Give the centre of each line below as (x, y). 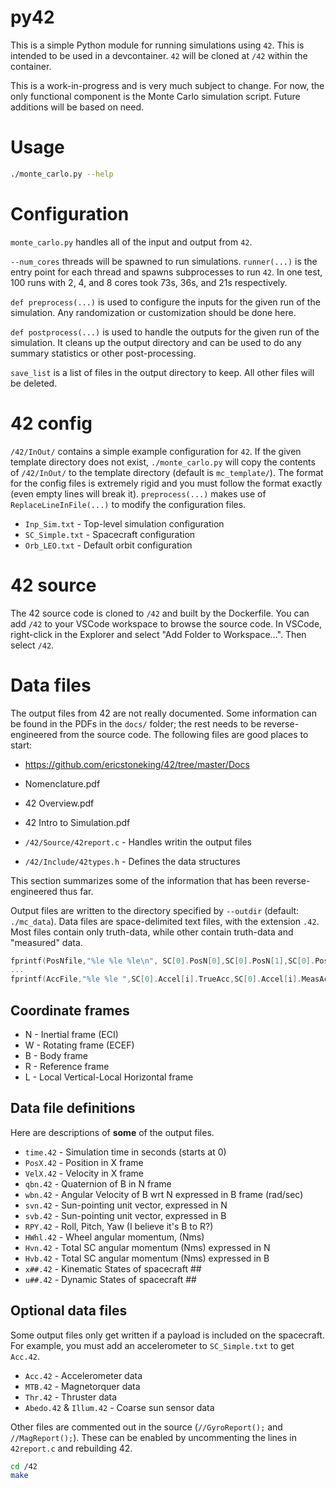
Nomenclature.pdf (62, 783)
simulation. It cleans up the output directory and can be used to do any (156, 342)
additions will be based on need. (77, 107)
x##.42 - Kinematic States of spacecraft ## (113, 1268)
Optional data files (69, 1311)
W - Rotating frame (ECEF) (79, 1045)
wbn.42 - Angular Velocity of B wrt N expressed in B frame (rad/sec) (164, 1194)
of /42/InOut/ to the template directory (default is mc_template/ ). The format (167, 472)
